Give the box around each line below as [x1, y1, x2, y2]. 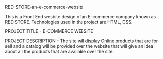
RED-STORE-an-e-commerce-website [5, 4, 83, 10]
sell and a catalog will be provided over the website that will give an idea [5, 43, 153, 49]
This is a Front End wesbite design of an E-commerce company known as [5, 14, 156, 19]
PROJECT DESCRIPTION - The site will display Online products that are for [5, 38, 158, 44]
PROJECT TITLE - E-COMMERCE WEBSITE [5, 29, 93, 34]
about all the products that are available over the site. [5, 49, 114, 54]
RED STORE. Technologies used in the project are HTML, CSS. [5, 19, 133, 25]
